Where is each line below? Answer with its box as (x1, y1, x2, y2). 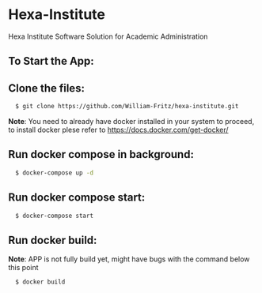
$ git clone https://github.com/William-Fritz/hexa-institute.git (15, 103, 239, 111)
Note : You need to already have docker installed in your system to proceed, (8, 117, 255, 126)
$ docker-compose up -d (15, 168, 93, 177)
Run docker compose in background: (8, 148, 194, 161)
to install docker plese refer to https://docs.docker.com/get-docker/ (8, 125, 229, 135)
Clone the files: (8, 81, 85, 95)
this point (8, 263, 39, 272)
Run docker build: (8, 233, 97, 246)
